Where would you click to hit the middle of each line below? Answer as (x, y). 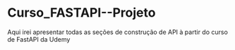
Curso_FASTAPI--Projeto (82, 13)
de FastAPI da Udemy (39, 39)
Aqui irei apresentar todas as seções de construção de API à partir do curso (117, 32)
